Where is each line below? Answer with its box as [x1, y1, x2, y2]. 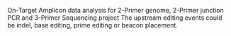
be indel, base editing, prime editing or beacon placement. [7, 21, 179, 29]
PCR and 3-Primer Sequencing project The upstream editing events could [7, 13, 222, 22]
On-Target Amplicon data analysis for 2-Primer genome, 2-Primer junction [7, 6, 225, 14]
